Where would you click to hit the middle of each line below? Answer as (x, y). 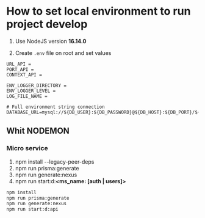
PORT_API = (20, 69)
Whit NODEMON (38, 131)
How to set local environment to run (99, 11)
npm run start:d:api (33, 209)
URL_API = (19, 64)
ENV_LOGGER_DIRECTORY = (37, 85)
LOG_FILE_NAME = (27, 96)
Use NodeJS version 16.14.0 (51, 41)
